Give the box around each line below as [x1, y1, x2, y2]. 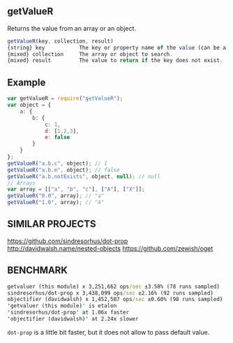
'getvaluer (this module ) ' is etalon [7, 302, 117, 309]
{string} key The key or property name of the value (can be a [7, 44, 227, 51]
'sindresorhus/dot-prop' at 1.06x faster [7, 309, 130, 316]
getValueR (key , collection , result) [7, 38, 114, 45]
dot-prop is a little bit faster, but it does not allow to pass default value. [7, 328, 210, 336]
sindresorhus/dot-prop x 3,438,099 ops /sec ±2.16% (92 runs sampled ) [7, 289, 214, 296]
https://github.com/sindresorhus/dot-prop [7, 237, 128, 245]
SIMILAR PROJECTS [7, 218, 96, 230]
